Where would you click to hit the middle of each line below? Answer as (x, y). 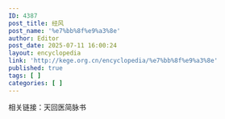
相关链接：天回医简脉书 (47, 107)
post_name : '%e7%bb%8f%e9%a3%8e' (65, 31)
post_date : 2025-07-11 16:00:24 (62, 46)
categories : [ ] (35, 83)
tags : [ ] (25, 76)
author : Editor (34, 38)
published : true (35, 68)
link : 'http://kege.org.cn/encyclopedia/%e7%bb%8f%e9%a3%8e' (113, 61)
